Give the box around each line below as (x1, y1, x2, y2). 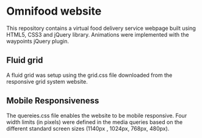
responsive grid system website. (6, 78, 88, 85)
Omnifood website (6, 4, 102, 18)
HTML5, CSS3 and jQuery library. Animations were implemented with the (6, 31, 189, 38)
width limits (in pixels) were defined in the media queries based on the (6, 118, 183, 126)
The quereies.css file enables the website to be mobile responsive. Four (6, 112, 187, 119)
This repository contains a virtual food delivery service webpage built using (6, 24, 197, 32)
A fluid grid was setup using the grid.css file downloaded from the (6, 71, 173, 79)
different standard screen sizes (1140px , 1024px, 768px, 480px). (6, 125, 170, 132)
